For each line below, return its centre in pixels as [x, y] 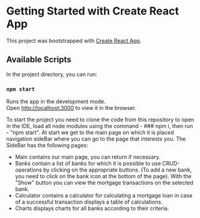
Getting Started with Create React [93, 11]
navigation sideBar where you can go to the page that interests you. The [96, 139]
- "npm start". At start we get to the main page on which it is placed [90, 133]
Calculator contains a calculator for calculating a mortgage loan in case [104, 196]
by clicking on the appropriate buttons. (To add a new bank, [118, 170]
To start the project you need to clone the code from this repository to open [100, 120]
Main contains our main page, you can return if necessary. [88, 157]
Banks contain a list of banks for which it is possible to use [88, 164]
